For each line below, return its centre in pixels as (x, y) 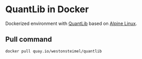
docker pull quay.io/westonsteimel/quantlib (54, 51)
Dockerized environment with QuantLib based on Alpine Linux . (71, 23)
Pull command (29, 39)
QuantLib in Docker (47, 9)
